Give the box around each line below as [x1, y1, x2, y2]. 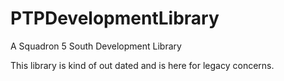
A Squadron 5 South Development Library [10, 40, 182, 52]
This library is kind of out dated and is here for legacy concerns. [10, 59, 275, 71]
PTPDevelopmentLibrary [10, 7, 220, 30]
